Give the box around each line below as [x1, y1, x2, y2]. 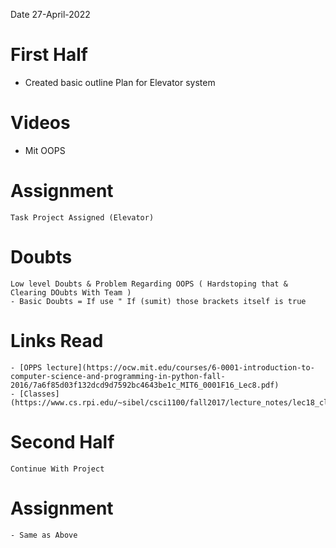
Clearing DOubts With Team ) [10, 287, 132, 298]
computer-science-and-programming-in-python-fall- [10, 371, 226, 381]
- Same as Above [10, 530, 78, 540]
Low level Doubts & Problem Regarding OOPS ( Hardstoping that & [10, 279, 288, 289]
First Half [10, 44, 88, 66]
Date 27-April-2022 [10, 9, 91, 20]
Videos [10, 112, 71, 134]
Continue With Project [10, 464, 105, 474]
